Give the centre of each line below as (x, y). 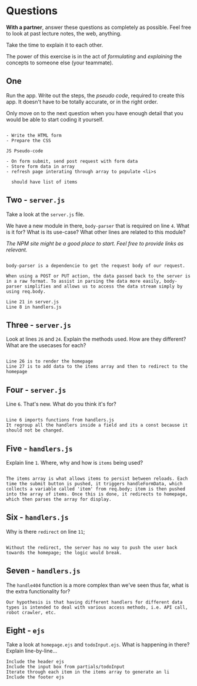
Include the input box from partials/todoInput (66, 667)
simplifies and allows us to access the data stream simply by (103, 286)
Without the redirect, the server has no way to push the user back (92, 547)
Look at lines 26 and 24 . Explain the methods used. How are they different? (96, 339)
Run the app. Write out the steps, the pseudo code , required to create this (95, 95)
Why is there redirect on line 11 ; (46, 531)
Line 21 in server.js (33, 302)
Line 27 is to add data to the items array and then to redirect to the (97, 367)
